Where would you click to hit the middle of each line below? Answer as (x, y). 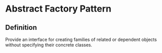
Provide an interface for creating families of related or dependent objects (81, 39)
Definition (21, 28)
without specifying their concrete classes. (49, 45)
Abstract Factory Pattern (58, 9)
